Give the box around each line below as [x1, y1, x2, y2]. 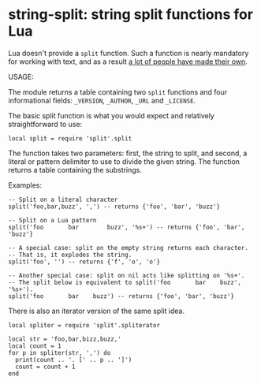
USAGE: [8, 72, 34, 81]
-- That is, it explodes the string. [8, 251, 132, 259]
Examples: [8, 180, 42, 190]
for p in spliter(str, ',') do [8, 349, 111, 356]
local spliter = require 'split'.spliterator [8, 321, 160, 329]
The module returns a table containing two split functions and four [8, 87, 228, 96]
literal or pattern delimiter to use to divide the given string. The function [8, 156, 240, 166]
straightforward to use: [8, 119, 83, 129]
